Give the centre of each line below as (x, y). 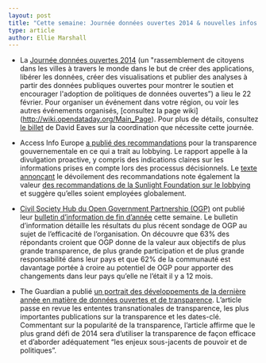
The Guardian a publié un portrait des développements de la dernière (133, 292)
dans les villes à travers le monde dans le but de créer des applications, (137, 69)
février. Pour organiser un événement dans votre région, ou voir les (129, 102)
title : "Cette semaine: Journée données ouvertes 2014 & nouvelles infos (133, 23)
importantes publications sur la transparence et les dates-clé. (120, 317)
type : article (32, 30)
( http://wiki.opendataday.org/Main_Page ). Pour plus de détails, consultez (139, 119)
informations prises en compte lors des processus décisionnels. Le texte (139, 168)
